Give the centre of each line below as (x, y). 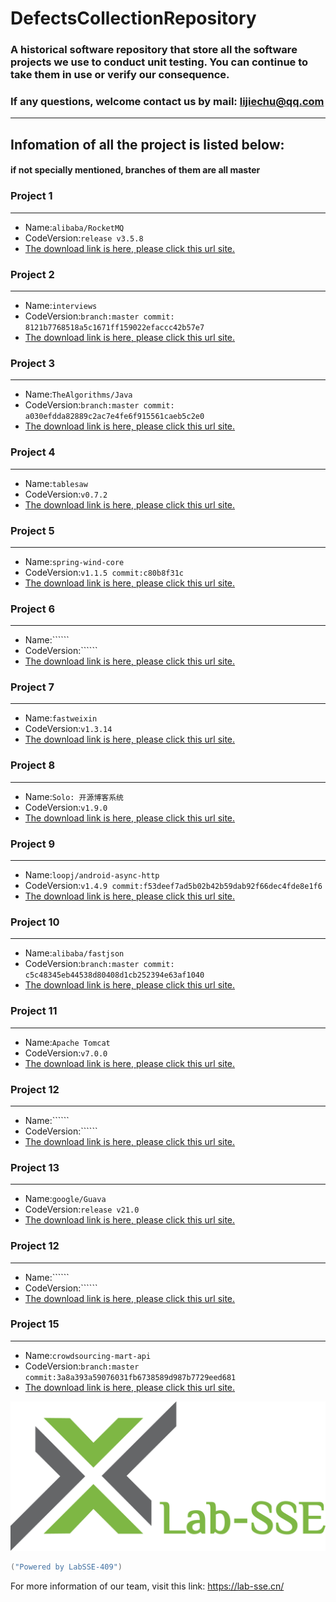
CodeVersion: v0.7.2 (66, 494)
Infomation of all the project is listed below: (147, 144)
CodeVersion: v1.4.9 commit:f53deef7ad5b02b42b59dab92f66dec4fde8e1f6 (173, 886)
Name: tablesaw (56, 483)
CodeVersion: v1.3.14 (68, 729)
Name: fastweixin (61, 718)
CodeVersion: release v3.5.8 (84, 238)
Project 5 (32, 530)
